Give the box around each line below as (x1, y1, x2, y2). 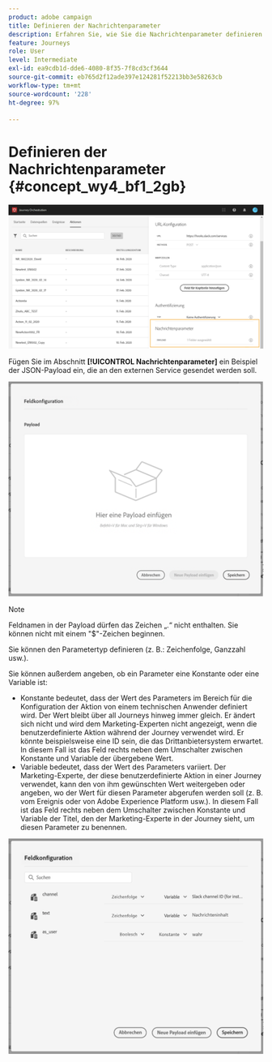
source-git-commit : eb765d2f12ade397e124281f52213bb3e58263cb (8, 73, 223, 81)
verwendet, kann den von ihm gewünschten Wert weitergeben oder (19, 779, 245, 790)
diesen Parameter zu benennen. (19, 823, 127, 833)
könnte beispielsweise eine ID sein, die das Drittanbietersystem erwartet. (19, 736, 264, 746)
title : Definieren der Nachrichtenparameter (8, 21, 161, 30)
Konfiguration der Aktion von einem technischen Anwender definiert (19, 702, 248, 712)
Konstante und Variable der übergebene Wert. (19, 754, 174, 764)
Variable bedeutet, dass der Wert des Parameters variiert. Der (19, 762, 227, 772)
